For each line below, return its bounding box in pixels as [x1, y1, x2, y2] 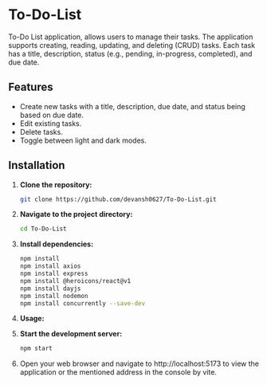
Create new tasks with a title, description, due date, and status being [19, 101, 245, 111]
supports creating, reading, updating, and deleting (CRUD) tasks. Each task [8, 40, 256, 49]
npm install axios [19, 262, 81, 270]
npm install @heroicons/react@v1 [19, 277, 132, 285]
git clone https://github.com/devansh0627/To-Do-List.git [19, 195, 217, 203]
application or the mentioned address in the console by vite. [19, 367, 218, 377]
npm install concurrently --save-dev [19, 299, 146, 308]
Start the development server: [19, 329, 123, 339]
